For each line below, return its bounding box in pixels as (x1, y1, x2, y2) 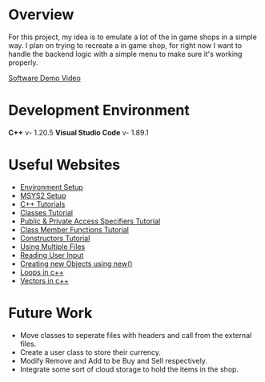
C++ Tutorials (19, 199, 66, 209)
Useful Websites (8, 156, 121, 174)
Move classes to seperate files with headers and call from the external (19, 330, 252, 340)
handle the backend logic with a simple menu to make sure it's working (8, 49, 243, 58)
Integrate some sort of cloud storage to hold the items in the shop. (19, 364, 239, 374)
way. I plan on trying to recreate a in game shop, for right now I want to (8, 40, 243, 50)
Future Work (8, 304, 93, 322)
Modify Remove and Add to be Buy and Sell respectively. (19, 356, 208, 365)
